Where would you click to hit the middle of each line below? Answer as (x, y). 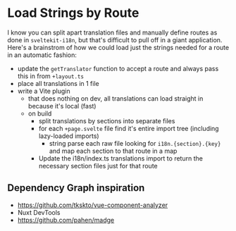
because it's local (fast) (62, 106)
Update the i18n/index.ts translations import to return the (120, 158)
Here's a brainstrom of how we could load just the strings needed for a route (118, 47)
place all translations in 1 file (58, 83)
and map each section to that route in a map (113, 151)
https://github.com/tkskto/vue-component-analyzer (93, 205)
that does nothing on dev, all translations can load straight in (116, 98)
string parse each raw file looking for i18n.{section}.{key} (135, 143)
